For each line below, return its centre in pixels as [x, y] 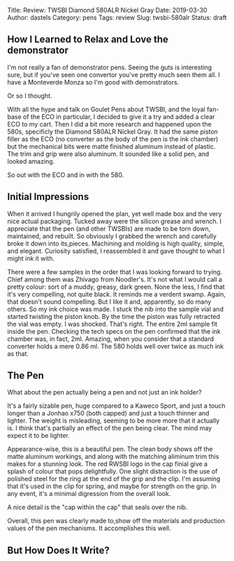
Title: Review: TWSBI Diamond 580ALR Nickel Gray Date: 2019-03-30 [107, 10]
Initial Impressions [48, 197]
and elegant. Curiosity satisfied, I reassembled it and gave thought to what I [116, 250]
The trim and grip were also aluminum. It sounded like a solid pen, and [108, 154]
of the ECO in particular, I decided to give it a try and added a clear [119, 116]
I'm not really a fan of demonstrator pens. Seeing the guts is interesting [110, 67]
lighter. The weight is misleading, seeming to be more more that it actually [114, 421]
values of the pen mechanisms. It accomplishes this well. [89, 528]
